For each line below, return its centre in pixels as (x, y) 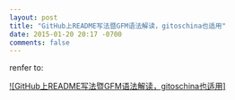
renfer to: (26, 68)
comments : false (39, 42)
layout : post (34, 17)
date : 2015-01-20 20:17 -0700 (66, 34)
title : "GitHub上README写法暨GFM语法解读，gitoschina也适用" (118, 26)
